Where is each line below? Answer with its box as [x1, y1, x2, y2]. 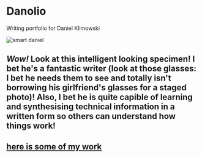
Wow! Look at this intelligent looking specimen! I [6, 54, 195, 65]
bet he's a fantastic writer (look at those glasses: [6, 63, 197, 74]
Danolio [6, 4, 47, 18]
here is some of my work [6, 142, 102, 152]
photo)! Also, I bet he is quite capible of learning [6, 92, 193, 102]
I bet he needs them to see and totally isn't [6, 73, 171, 84]
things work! [6, 121, 56, 131]
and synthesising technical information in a [6, 102, 175, 112]
